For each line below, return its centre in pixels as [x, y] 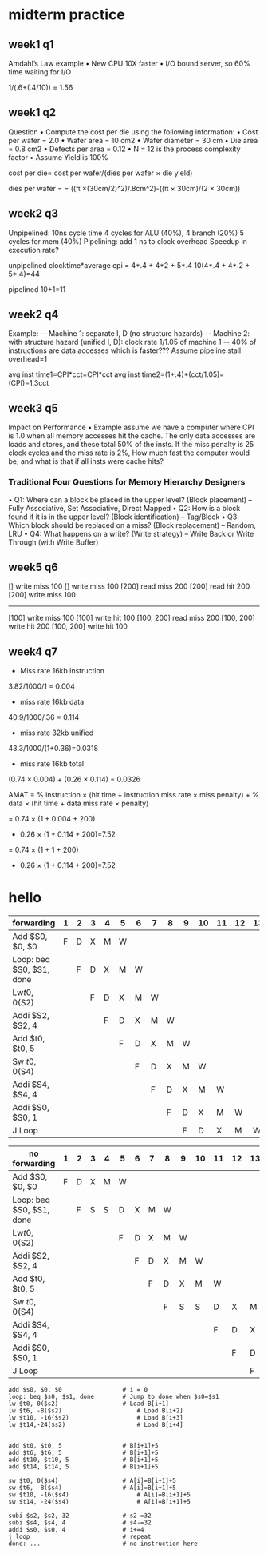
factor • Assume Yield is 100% [59, 157]
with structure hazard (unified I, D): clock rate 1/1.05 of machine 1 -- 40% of [132, 342]
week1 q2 [32, 112]
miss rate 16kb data [52, 702]
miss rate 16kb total [52, 764]
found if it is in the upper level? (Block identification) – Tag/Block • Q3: [124, 517]
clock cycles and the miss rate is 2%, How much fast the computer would [129, 453]
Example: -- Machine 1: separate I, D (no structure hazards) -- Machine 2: [129, 334]
